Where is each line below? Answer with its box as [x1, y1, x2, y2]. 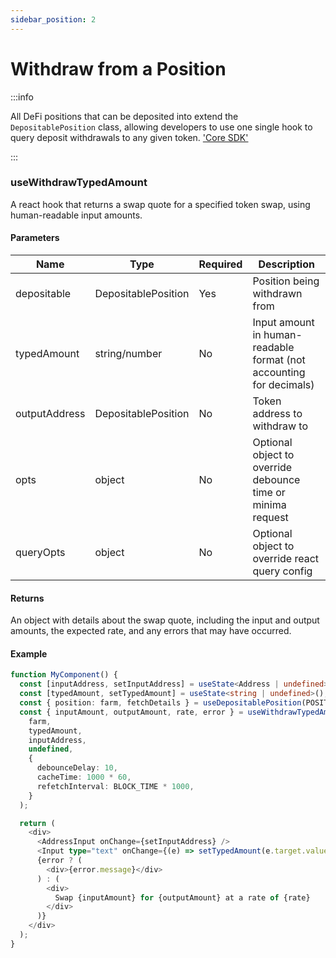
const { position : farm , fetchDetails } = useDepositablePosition [19, 698, 302, 708]
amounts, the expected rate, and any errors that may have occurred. [10, 625, 292, 637]
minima [252, 498, 287, 512]
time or [252, 486, 286, 500]
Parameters [10, 232, 60, 244]
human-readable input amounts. [10, 209, 143, 221]
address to [252, 407, 303, 421]
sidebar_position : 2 [10, 14, 97, 25]
